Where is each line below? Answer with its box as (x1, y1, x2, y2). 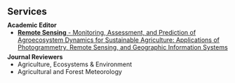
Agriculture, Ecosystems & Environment (17, 60, 133, 68)
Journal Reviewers (7, 53, 63, 61)
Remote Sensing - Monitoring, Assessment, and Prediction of (17, 29, 196, 37)
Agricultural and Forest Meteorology (17, 68, 123, 76)
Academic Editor (7, 21, 58, 29)
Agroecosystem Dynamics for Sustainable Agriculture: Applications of (17, 36, 220, 44)
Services (7, 6, 48, 17)
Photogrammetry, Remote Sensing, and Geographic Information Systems (17, 43, 228, 52)
